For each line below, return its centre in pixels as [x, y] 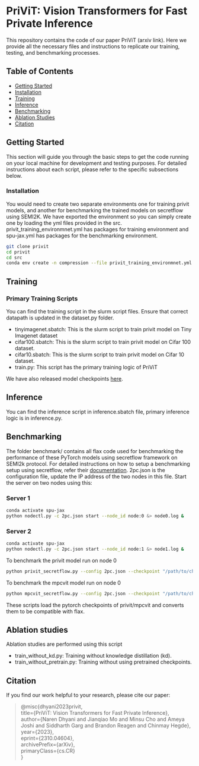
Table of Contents [40, 72]
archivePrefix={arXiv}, [48, 745]
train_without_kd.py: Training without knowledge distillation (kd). [93, 656]
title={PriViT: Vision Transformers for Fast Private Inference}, [95, 713]
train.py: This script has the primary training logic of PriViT [86, 368]
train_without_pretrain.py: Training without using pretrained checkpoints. [103, 662]
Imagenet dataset [36, 336]
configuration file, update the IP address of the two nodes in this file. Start [96, 476]
